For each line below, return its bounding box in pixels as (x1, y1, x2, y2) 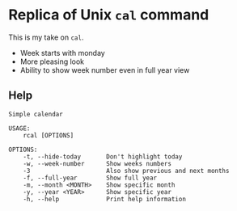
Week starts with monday (19, 48, 105, 57)
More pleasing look (19, 57, 85, 66)
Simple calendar (8, 110, 63, 118)
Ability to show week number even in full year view (19, 65, 190, 74)
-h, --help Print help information (23, 195, 186, 203)
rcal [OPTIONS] (23, 131, 74, 139)
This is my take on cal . (8, 32, 84, 42)
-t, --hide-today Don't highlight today (23, 152, 183, 161)
